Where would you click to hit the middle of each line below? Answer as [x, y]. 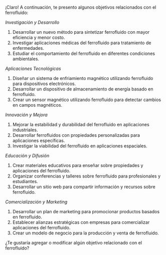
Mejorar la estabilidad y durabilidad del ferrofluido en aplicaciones [81, 124]
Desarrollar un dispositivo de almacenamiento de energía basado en [83, 89]
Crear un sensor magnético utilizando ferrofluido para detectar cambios [87, 100]
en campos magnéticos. [37, 105]
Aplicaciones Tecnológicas [33, 68]
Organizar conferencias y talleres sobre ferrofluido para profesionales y [87, 176]
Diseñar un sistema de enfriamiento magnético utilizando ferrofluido [83, 78]
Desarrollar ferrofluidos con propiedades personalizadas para [76, 135]
